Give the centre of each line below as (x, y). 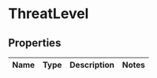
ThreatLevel (49, 14)
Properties (35, 43)
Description (92, 65)
